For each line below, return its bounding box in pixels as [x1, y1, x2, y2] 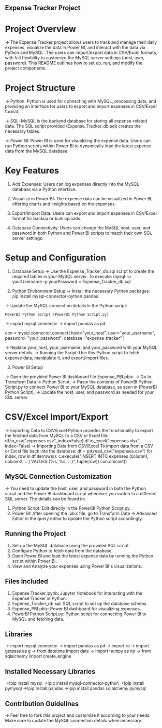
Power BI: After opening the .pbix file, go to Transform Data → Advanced [12, 510, 157, 516]
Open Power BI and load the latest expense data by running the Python [12, 553, 154, 558]
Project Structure [5, 82, 76, 93]
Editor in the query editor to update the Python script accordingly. [12, 515, 143, 521]
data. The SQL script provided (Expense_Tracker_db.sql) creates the [5, 123, 141, 129]
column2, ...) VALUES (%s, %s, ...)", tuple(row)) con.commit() [5, 459, 127, 465]
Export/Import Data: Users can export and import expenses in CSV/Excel [12, 210, 157, 216]
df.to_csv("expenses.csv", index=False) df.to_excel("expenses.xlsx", [5, 438, 141, 444]
